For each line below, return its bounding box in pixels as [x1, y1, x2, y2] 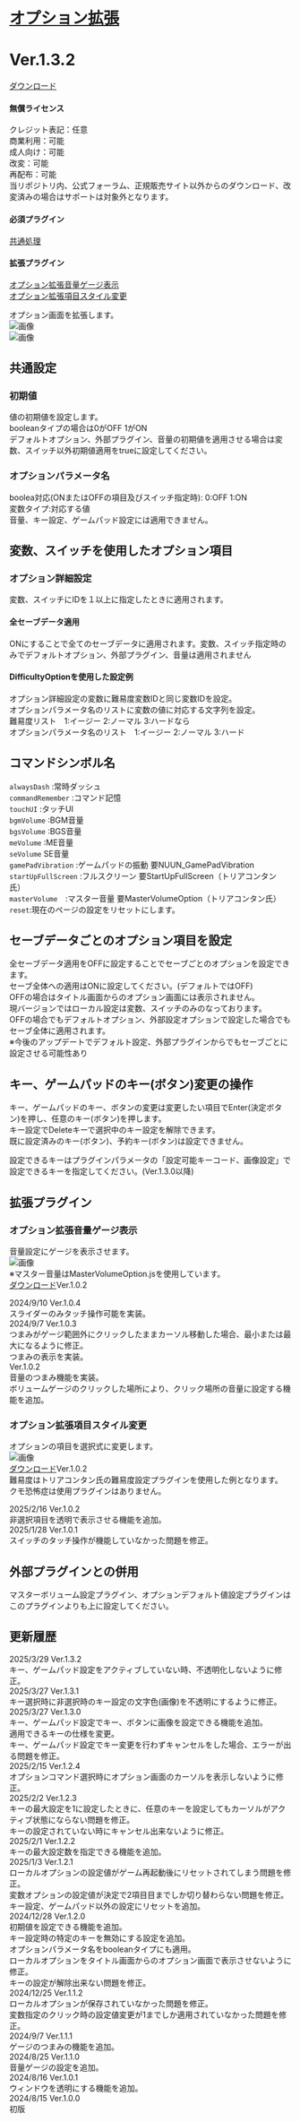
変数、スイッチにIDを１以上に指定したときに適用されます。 [9, 594, 228, 605]
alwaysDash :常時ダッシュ [9, 781, 101, 791]
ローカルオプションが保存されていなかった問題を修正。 [9, 1997, 213, 2008]
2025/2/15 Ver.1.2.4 [9, 1760, 81, 1771]
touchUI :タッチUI [9, 803, 74, 814]
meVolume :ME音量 [9, 837, 74, 848]
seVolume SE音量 [9, 848, 70, 858]
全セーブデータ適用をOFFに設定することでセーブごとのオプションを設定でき [9, 958, 290, 969]
